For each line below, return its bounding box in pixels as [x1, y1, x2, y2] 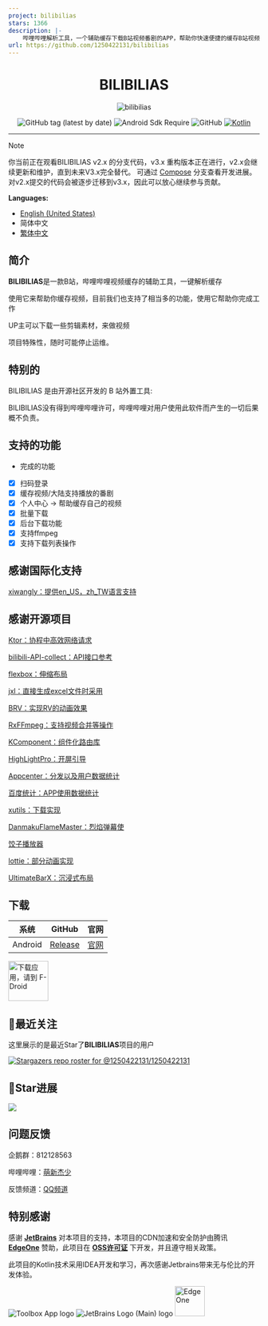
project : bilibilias [8, 11, 77, 20]
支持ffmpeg [19, 528, 58, 538]
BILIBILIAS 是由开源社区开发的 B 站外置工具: [8, 385, 153, 396]
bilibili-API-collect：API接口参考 [8, 652, 113, 662]
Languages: [8, 193, 49, 203]
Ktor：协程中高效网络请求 [8, 635, 93, 644]
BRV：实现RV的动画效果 [8, 703, 88, 712]
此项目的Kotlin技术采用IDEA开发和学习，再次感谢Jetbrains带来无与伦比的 [8, 1260, 249, 1269]
